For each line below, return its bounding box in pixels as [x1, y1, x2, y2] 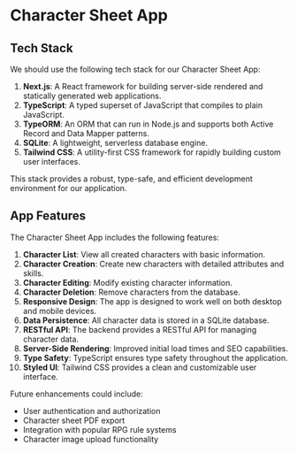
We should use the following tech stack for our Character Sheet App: [10, 64, 261, 74]
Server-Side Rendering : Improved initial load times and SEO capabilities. [22, 342, 289, 354]
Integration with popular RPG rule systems [22, 424, 177, 434]
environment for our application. [10, 183, 127, 193]
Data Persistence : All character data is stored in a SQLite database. [22, 315, 270, 326]
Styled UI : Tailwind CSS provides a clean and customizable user [22, 362, 257, 372]
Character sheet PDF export [22, 415, 126, 426]
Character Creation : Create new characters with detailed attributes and [22, 258, 285, 269]
